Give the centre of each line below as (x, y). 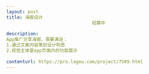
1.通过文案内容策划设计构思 (36, 45)
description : (22, 34)
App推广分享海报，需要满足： (37, 39)
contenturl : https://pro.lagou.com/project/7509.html (75, 61)
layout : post (22, 12)
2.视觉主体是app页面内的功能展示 (42, 51)
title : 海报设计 (25, 17)
